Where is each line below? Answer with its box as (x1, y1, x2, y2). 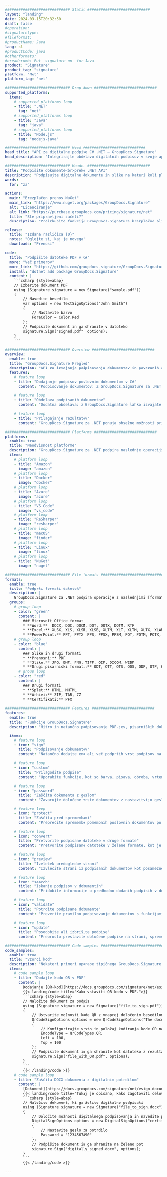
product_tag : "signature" (5, 68, 59, 73)
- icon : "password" (14, 788, 55, 793)
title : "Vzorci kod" (9, 957, 52, 962)
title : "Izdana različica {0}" (9, 232, 75, 237)
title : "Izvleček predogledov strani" (18, 861, 99, 866)
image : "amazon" (18, 466, 52, 471)
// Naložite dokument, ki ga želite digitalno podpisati (23, 1100, 143, 1105)
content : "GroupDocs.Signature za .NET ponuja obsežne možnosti (18, 420, 155, 425)
